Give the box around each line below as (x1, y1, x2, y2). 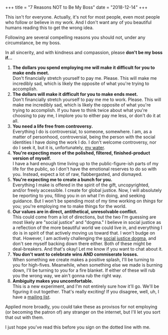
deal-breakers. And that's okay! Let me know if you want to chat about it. (12, 246, 163, 252)
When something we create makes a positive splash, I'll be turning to (12, 257, 154, 263)
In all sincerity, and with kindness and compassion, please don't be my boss (5, 50, 163, 55)
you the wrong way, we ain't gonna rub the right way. (12, 273, 122, 278)
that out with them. (5, 314, 44, 320)
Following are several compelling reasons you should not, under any (5, 35, 146, 40)
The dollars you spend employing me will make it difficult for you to (12, 65, 155, 70)
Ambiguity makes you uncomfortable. (12, 278, 93, 284)
